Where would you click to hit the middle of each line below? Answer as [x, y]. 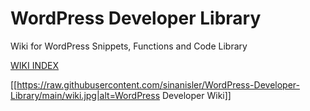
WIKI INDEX [35, 65]
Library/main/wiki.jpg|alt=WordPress [85, 95]
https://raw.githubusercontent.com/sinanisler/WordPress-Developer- [158, 84]
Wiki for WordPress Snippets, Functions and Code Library [129, 46]
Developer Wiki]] [196, 95]
